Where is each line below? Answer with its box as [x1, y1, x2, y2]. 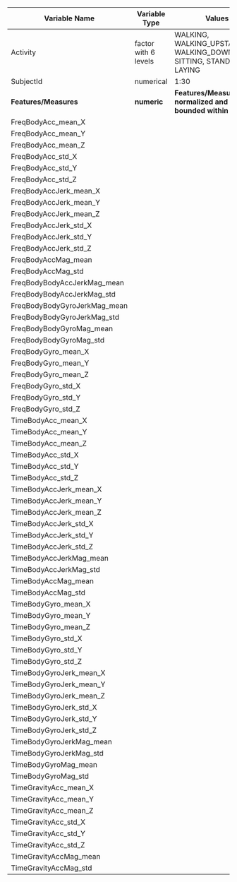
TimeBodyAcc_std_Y [11, 462, 79, 471]
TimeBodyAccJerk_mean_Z [11, 508, 102, 517]
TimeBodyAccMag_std [11, 588, 86, 597]
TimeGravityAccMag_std [11, 863, 92, 873]
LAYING [174, 65, 201, 75]
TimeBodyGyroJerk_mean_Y [11, 679, 106, 689]
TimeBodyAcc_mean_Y [11, 427, 87, 436]
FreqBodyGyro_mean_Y [11, 358, 90, 368]
